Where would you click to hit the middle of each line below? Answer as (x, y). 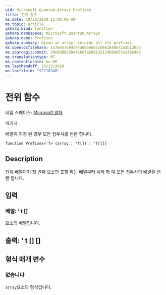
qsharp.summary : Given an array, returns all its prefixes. (70, 43)
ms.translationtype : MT (30, 57)
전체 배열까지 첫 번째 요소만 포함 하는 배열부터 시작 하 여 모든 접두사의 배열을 (80, 172)
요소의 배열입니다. (23, 223)
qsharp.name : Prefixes (29, 38)
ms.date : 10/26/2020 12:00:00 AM (40, 19)
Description (24, 159)
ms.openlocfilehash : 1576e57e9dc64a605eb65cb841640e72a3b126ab (73, 47)
